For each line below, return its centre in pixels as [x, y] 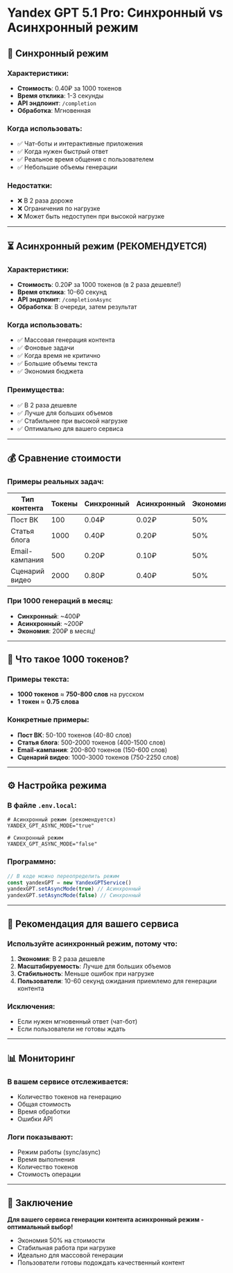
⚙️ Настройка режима [57, 786]
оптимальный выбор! [40, 1226]
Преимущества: [36, 390]
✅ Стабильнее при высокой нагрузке [72, 421]
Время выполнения [46, 1159]
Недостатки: [30, 186]
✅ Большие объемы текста [57, 364]
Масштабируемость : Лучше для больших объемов [94, 966]
